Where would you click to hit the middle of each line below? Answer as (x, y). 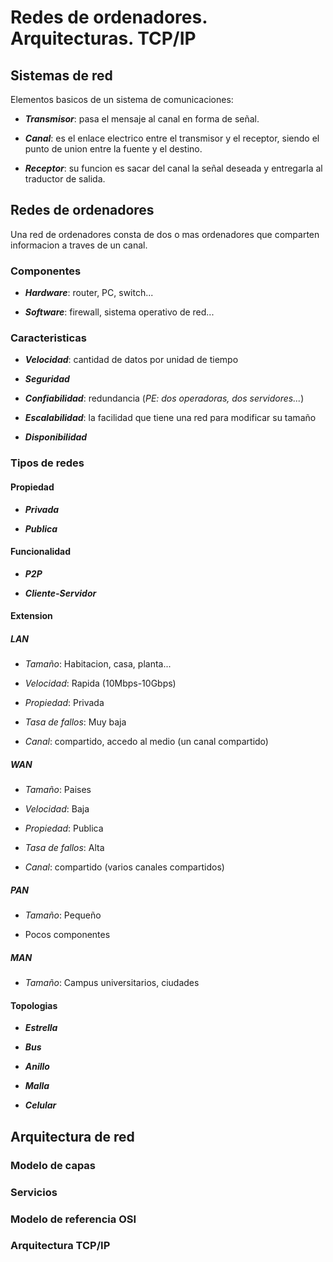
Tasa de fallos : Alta (64, 848)
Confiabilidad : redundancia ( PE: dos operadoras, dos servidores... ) (164, 398)
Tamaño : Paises (58, 790)
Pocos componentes (67, 935)
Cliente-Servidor (60, 593)
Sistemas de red (61, 75)
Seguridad (47, 379)
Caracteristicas (48, 338)
